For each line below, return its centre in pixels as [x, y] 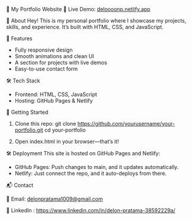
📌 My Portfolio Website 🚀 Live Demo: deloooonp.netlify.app [78, 9]
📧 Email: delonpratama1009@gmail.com [55, 199]
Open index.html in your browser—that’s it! [67, 141]
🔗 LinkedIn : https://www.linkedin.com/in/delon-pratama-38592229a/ [91, 210]
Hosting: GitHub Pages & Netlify [54, 101]
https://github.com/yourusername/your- [126, 124]
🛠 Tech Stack [23, 81]
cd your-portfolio [65, 130]
